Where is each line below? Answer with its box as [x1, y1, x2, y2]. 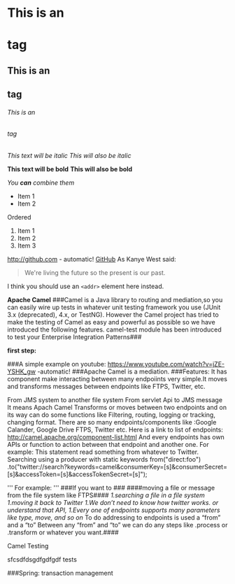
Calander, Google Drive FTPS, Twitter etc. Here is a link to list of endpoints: [7, 425, 224, 434]
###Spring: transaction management [7, 569, 113, 577]
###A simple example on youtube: [7, 359, 106, 368]
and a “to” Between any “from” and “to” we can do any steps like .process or [7, 520, 228, 529]
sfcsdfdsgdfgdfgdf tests [7, 555, 77, 564]
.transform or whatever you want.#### [7, 528, 119, 536]
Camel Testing [7, 541, 49, 550]
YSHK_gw [7, 367, 36, 376]
